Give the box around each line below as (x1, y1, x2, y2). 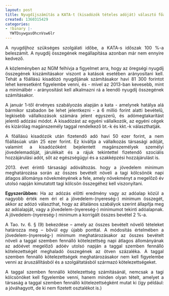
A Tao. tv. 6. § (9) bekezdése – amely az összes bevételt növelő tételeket (5, 222, 164, 227)
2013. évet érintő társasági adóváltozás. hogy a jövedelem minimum (5, 165, 164, 170)
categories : (5, 21, 30, 27)
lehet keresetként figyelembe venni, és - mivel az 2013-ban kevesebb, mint (5, 81, 164, 87)
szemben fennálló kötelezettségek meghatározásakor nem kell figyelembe (5, 254, 164, 260)
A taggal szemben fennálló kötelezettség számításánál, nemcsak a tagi (5, 269, 164, 275)
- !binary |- (5, 26, 33, 31)
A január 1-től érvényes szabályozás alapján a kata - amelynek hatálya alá (5, 102, 164, 108)
